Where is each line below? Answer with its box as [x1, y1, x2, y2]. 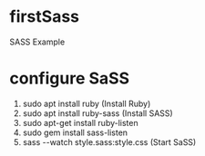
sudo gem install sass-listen [22, 127, 128, 138]
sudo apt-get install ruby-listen [22, 117, 138, 128]
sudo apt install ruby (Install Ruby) [22, 98, 151, 109]
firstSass [9, 6, 80, 27]
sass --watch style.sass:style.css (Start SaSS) [22, 136, 197, 147]
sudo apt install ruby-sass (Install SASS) [22, 107, 173, 119]
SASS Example [9, 36, 66, 47]
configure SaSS [9, 68, 130, 89]
